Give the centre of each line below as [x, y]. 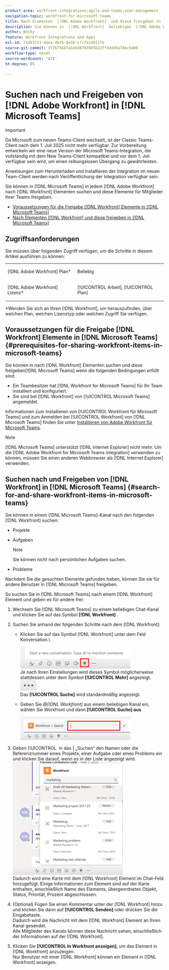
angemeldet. [25, 402]
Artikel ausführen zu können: [35, 256]
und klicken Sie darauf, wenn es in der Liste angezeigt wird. [74, 759]
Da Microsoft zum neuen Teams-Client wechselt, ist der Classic [71, 140]
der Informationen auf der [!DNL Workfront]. [58, 937]
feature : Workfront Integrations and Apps [50, 37]
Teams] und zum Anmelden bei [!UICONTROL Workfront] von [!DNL [75, 417]
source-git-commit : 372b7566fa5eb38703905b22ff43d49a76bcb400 [72, 48]
